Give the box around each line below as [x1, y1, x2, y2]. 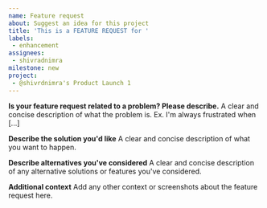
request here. [8, 190, 53, 200]
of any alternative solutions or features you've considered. [8, 166, 203, 176]
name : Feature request [8, 11, 84, 20]
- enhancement [11, 42, 60, 50]
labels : [8, 34, 35, 43]
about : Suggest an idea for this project [8, 19, 150, 27]
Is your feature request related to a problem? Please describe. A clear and [8, 101, 259, 111]
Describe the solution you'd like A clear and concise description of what [8, 133, 251, 143]
